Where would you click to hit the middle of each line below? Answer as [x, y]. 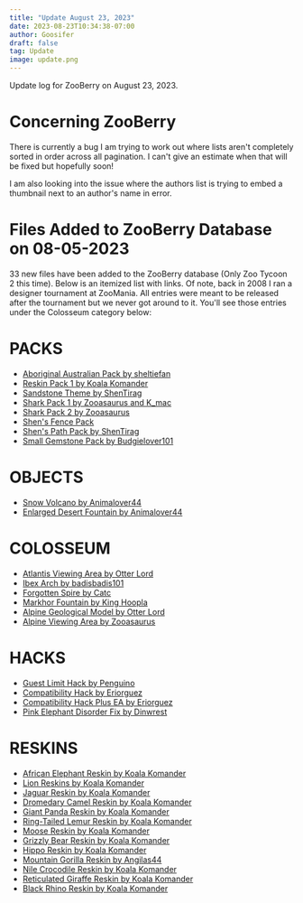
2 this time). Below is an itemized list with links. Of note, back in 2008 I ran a [151, 283]
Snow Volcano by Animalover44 [82, 502]
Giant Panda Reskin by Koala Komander [96, 811]
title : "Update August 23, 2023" [72, 18]
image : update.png [44, 60]
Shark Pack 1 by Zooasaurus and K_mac [97, 402]
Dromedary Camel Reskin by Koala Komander [107, 802]
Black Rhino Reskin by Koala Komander [95, 888]
